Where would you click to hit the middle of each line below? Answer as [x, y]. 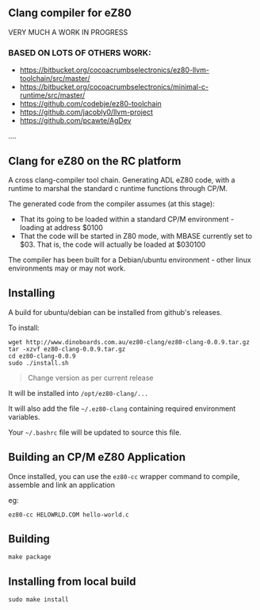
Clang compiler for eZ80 [70, 13]
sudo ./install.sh [38, 363]
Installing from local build [72, 581]
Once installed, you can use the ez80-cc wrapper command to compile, [124, 476]
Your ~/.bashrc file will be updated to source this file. [95, 432]
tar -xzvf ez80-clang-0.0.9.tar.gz [67, 349]
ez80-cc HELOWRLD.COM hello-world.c [69, 515]
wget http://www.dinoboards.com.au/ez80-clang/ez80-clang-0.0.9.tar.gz [129, 342]
